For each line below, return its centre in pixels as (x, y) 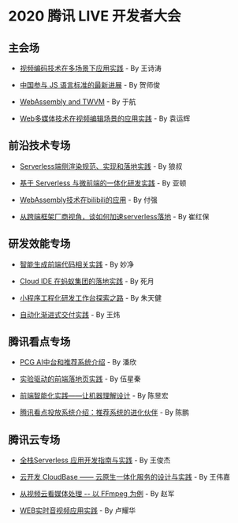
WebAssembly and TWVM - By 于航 (78, 102)
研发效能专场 (39, 244)
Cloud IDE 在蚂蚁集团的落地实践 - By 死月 (87, 281)
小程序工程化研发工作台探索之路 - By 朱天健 (91, 297)
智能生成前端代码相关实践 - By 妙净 (77, 264)
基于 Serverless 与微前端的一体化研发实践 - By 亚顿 (103, 183)
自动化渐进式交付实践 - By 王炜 (70, 314)
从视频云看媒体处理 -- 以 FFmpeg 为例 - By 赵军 (97, 494)
